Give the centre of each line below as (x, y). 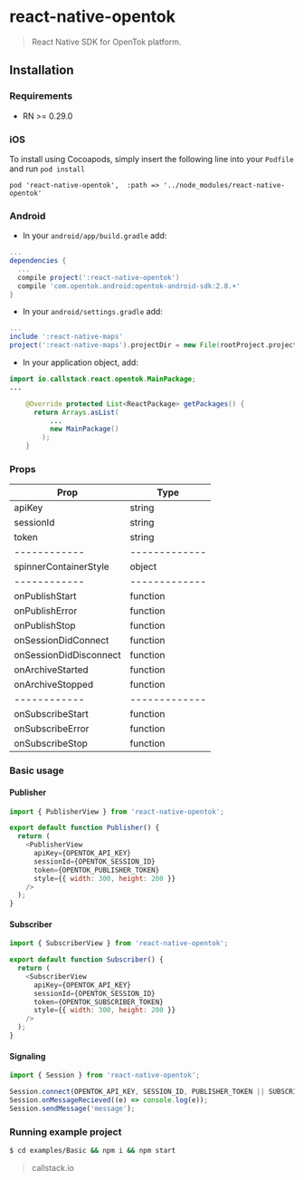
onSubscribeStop (51, 743)
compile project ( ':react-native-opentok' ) (99, 277)
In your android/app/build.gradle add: (95, 236)
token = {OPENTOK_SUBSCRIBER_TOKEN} (99, 1002)
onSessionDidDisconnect (67, 655)
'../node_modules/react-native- (224, 185)
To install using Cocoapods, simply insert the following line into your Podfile (152, 159)
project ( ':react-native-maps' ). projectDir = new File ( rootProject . (139, 345)
